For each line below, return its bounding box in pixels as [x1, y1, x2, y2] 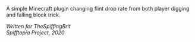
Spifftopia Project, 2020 [6, 29, 65, 36]
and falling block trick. [6, 11, 61, 18]
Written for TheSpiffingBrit [6, 23, 71, 30]
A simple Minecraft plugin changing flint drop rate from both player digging [6, 5, 190, 12]
